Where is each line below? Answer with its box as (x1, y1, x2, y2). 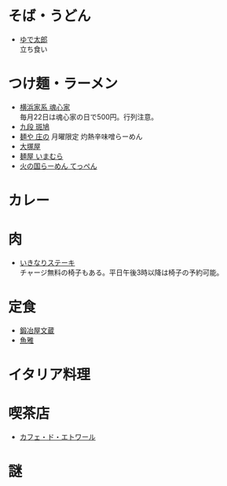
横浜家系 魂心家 (19, 102, 71, 111)
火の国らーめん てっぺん (19, 161, 97, 170)
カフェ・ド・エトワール (19, 433, 96, 442)
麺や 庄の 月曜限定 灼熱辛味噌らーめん (19, 131, 143, 141)
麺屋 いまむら (19, 151, 64, 161)
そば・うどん (8, 7, 92, 25)
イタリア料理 (8, 366, 90, 384)
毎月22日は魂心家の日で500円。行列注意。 (19, 111, 159, 122)
